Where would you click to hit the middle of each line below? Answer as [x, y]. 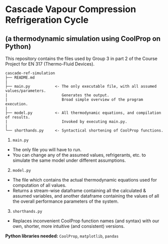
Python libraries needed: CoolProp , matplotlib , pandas [62, 236]
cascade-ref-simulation [30, 73]
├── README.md [20, 78]
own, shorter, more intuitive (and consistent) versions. [69, 226]
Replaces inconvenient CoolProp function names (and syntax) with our [86, 221]
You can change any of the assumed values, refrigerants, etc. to [79, 155]
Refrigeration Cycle [47, 20]
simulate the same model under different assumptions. [69, 160]
